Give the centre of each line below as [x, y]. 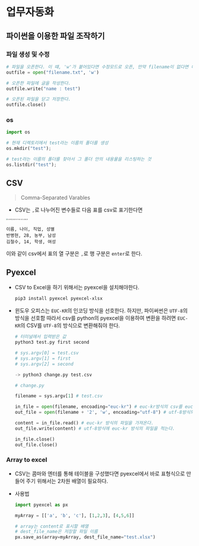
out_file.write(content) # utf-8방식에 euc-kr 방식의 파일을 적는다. [95, 428]
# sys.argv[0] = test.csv [46, 353]
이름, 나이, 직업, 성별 [31, 229]
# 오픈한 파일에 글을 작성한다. [38, 83]
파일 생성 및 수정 [28, 54]
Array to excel [27, 460]
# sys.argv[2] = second [44, 364]
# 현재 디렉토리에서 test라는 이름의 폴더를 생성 [57, 143]
